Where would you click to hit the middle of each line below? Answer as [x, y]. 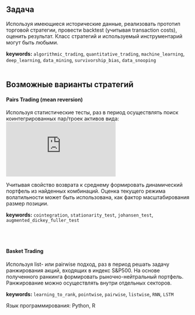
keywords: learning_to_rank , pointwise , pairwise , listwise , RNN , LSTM [90, 294]
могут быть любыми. [32, 42]
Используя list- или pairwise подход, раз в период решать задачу [88, 264]
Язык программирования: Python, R [51, 305]
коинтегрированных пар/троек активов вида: [63, 119]
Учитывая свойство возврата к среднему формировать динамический [94, 185]
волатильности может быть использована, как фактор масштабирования [98, 197]
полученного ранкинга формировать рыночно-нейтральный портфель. [95, 276]
